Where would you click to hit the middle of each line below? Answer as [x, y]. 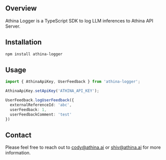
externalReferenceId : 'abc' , [41, 105]
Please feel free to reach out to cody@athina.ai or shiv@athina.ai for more [83, 147]
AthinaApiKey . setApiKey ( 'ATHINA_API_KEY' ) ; [52, 91]
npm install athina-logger [34, 54]
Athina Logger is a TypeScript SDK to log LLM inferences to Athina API [79, 20]
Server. [13, 26]
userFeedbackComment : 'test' [41, 115]
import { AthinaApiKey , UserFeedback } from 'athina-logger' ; [73, 82]
